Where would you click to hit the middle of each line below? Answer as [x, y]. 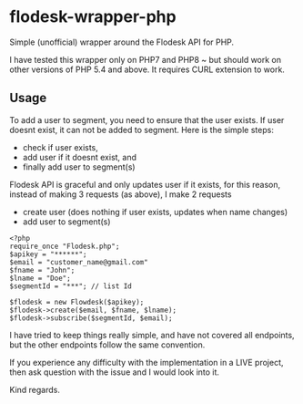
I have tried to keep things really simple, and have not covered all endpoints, [152, 335]
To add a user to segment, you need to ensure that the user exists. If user [147, 119]
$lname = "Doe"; [40, 278]
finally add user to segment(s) [79, 167]
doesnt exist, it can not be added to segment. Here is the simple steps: [142, 129]
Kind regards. [35, 389]
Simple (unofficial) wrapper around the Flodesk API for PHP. [122, 42]
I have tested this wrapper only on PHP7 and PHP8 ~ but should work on [146, 59]
